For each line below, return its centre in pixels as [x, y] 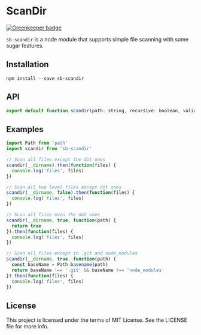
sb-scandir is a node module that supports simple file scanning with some [98, 39]
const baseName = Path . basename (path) [60, 265]
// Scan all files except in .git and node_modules [72, 253]
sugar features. [25, 46]
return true [27, 226]
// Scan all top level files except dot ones [64, 187]
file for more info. [28, 327]
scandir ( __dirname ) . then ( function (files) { [61, 165]
